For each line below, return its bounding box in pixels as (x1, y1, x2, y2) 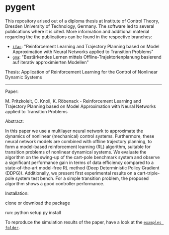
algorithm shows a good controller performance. (5, 180, 104, 186)
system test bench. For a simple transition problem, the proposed (15, 175, 149, 181)
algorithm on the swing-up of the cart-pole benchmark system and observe (5, 154, 160, 160)
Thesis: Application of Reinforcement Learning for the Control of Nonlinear (5, 69, 158, 75)
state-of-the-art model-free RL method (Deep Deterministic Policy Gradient (5, 164, 160, 170)
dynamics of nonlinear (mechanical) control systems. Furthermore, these (5, 133, 155, 139)
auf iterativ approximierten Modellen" (12, 59, 89, 65)
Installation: (5, 190, 29, 196)
